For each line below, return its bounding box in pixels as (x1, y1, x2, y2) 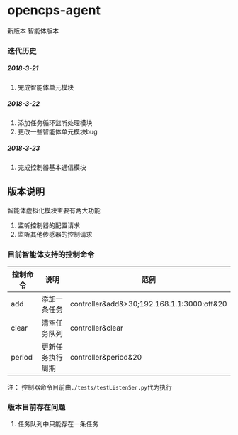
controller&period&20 (69, 352, 142, 362)
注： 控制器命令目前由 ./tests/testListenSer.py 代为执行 (7, 382, 172, 391)
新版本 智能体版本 (7, 26, 59, 35)
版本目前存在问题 (7, 402, 66, 412)
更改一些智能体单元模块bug (17, 127, 98, 136)
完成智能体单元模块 (17, 82, 74, 91)
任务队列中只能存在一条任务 (17, 420, 99, 429)
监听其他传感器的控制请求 (17, 230, 93, 238)
